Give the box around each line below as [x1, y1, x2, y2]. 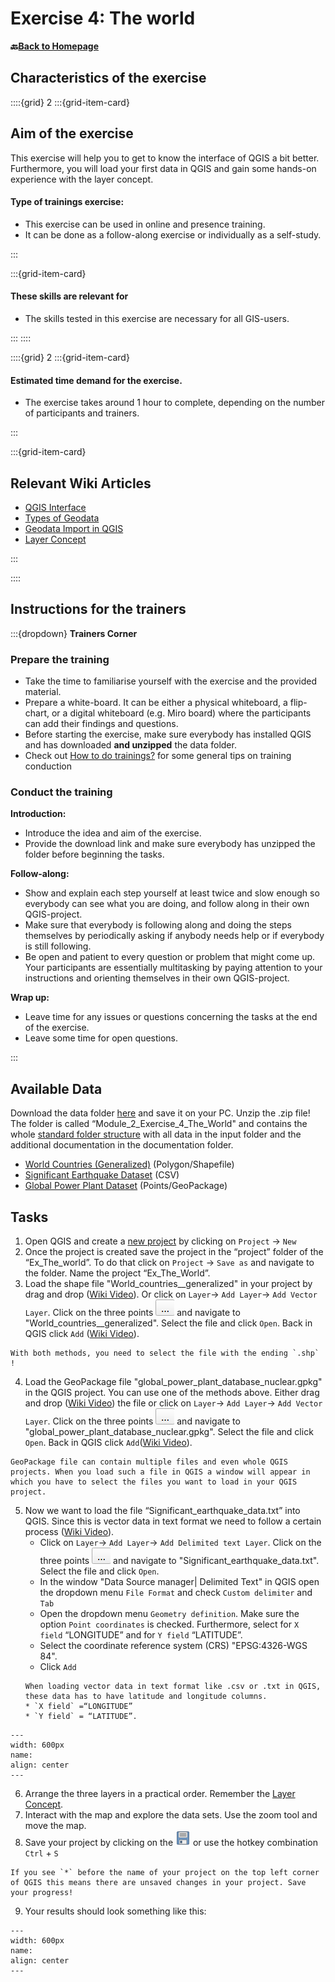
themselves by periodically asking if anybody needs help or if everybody [24, 930, 325, 942]
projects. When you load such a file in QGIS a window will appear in [10, 1467, 311, 1477]
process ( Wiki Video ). [24, 1526, 115, 1538]
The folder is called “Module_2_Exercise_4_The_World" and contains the [10, 1118, 308, 1130]
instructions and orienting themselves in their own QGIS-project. [24, 972, 290, 984]
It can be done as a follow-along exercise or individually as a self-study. [24, 228, 322, 241]
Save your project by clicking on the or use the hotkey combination [24, 1837, 318, 1849]
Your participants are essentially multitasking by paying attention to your [24, 962, 323, 974]
